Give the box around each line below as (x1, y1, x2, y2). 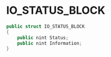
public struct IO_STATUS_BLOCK (6, 23, 85, 29)
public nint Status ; (17, 34, 69, 41)
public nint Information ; (17, 40, 83, 46)
